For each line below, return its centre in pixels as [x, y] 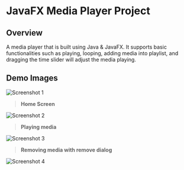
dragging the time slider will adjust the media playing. [71, 60]
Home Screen [38, 104]
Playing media [38, 127]
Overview [25, 33]
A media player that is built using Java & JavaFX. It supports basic [87, 47]
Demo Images [32, 78]
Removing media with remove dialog [66, 150]
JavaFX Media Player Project [78, 11]
